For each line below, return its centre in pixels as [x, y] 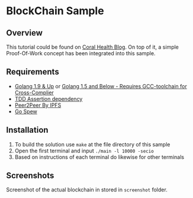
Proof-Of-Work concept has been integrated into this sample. [81, 53]
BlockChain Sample [55, 11]
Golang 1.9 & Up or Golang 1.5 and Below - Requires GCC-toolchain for [101, 86]
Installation [27, 130]
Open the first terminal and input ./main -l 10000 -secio [84, 151]
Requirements [33, 72]
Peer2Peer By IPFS [38, 105]
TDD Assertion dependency [49, 98]
